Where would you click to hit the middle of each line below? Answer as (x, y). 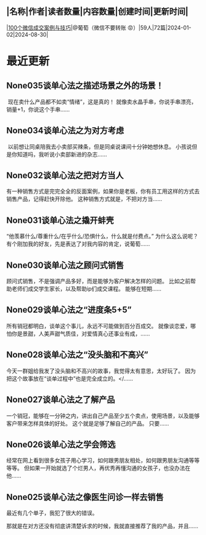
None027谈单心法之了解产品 (61, 400)
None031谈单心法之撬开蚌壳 (60, 220)
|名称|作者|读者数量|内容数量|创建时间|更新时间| (97, 12)
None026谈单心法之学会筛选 (61, 444)
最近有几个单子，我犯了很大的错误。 (52, 513)
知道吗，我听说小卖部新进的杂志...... (62, 154)
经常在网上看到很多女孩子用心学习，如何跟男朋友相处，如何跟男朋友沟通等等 (103, 461)
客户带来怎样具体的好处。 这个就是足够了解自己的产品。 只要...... (88, 423)
